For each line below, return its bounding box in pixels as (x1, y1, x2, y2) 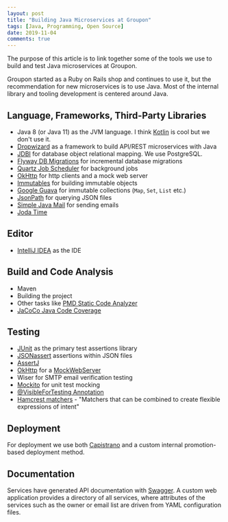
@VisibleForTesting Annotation (16, 388, 104, 396)
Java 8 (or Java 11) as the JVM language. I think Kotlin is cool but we (16, 128, 210, 136)
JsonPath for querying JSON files (16, 193, 112, 201)
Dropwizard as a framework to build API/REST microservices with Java (16, 142, 217, 150)
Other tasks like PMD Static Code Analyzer (16, 299, 138, 307)
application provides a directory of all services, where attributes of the (7, 494, 205, 501)
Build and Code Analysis (7, 266, 114, 278)
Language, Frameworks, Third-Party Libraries (7, 109, 207, 121)
